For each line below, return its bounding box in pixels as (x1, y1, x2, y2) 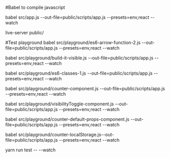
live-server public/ (5, 30, 44, 35)
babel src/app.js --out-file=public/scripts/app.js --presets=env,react (5, 14, 150, 20)
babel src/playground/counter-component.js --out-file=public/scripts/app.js (5, 85, 165, 92)
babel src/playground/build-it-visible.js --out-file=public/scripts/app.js (5, 55, 154, 61)
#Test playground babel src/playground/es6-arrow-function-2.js (5, 39, 141, 46)
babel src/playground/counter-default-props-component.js (5, 116, 130, 122)
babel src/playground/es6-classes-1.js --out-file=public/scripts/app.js (5, 70, 153, 76)
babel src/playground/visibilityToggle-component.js (5, 101, 114, 107)
